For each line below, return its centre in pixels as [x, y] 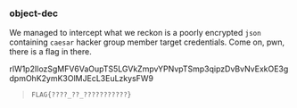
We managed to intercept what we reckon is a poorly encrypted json [135, 33]
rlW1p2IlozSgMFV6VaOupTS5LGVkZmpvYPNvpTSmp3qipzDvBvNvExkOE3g [149, 69]
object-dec [34, 13]
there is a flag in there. [50, 52]
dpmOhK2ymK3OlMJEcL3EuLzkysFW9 [82, 79]
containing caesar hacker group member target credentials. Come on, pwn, [147, 42]
